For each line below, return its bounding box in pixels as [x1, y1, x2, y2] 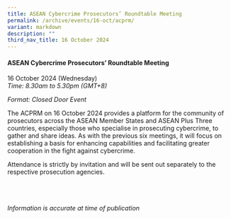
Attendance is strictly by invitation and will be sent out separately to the [7, 160, 216, 169]
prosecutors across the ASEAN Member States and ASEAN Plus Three [7, 117, 213, 125]
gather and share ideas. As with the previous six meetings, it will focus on [7, 131, 222, 140]
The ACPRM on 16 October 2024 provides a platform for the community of [7, 109, 225, 117]
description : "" [7, 30, 55, 37]
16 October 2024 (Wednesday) [7, 74, 98, 83]
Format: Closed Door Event [7, 95, 87, 104]
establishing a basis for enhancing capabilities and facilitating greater [7, 139, 210, 148]
